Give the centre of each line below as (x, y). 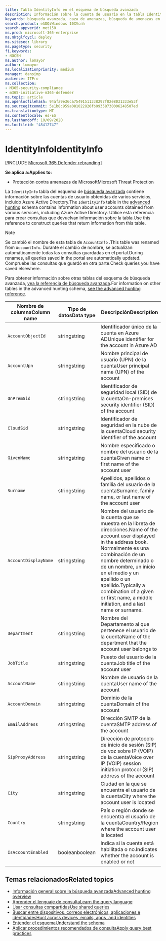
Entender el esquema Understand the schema (58, 923)
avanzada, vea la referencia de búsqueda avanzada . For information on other (83, 283)
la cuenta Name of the (125, 637)
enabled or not (118, 862)
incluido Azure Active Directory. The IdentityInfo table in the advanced (78, 202)
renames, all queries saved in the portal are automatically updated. (73, 258)
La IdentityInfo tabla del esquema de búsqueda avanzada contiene (75, 191)
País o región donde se (127, 810)
